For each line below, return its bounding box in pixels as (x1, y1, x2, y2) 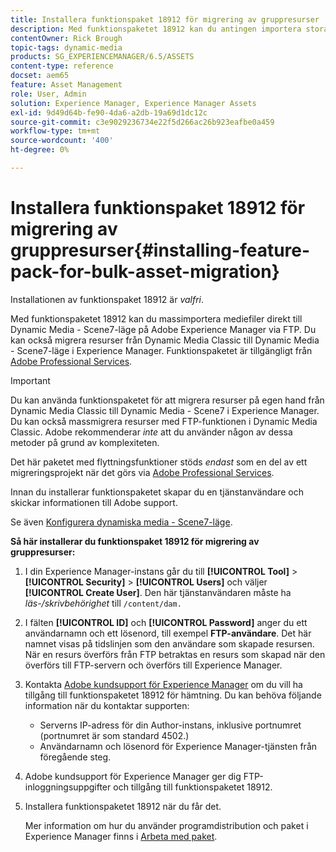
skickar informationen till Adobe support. (10, 496, 178, 508)
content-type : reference (10, 61, 114, 71)
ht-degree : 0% (10, 145, 70, 155)
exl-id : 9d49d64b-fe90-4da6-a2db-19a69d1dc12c (10, 107, 208, 118)
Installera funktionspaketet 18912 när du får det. (24, 800, 222, 812)
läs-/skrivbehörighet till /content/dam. (24, 597, 182, 609)
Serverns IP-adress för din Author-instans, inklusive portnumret (39, 719, 302, 731)
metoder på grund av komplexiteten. (10, 436, 160, 448)
